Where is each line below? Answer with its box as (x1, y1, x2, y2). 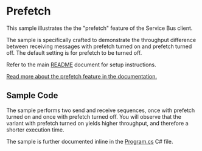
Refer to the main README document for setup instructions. (6, 61, 156, 68)
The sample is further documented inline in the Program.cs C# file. (6, 138, 173, 145)
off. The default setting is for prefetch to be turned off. (6, 49, 142, 56)
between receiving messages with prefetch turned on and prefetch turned (6, 43, 192, 50)
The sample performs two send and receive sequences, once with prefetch (6, 107, 195, 114)
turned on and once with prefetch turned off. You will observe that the (6, 113, 181, 120)
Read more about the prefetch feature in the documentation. (6, 72, 157, 80)
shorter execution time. (6, 126, 64, 133)
